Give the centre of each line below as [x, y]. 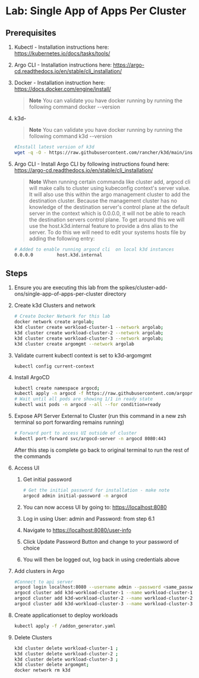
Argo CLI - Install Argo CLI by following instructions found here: [92, 164]
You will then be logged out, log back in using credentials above [101, 559]
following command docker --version [74, 107]
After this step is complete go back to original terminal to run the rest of [102, 450]
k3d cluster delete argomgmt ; [52, 665]
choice [31, 548]
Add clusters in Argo [39, 571]
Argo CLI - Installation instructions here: [63, 65]
